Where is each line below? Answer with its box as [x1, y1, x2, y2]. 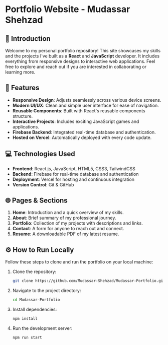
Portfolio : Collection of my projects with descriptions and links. [12, 220, 143, 226]
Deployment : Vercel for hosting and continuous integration [12, 176, 134, 182]
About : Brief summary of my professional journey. [12, 215, 116, 221]
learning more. [5, 69, 36, 75]
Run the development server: [12, 325, 73, 331]
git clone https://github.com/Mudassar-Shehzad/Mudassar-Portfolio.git [12, 279, 165, 284]
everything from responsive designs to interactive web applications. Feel [5, 58, 155, 64]
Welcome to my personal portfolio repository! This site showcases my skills [5, 48, 161, 53]
